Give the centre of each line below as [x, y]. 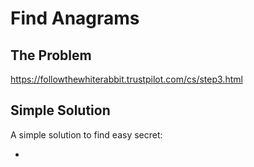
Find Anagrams [75, 18]
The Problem [51, 55]
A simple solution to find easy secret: [86, 134]
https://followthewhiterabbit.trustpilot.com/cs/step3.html [126, 79]
